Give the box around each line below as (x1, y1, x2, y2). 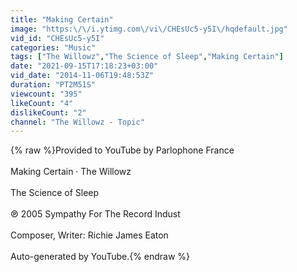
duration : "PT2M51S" (10, 80, 97, 90)
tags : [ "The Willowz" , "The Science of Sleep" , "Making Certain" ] (10, 52, 284, 62)
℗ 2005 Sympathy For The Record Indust (10, 208, 181, 220)
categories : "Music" (10, 42, 97, 53)
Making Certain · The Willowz (10, 166, 132, 178)
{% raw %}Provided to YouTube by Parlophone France (10, 144, 235, 156)
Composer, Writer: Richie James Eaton (10, 229, 169, 241)
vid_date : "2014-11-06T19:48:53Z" (10, 71, 155, 81)
